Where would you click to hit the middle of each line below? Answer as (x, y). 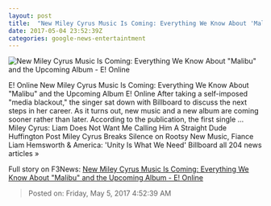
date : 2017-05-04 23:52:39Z (56, 31)
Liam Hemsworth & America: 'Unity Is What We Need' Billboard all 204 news (135, 145)
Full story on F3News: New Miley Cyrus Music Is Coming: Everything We (129, 169)
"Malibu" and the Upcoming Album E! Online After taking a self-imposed (128, 94)
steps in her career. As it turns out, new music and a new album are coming (133, 111)
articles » (24, 154)
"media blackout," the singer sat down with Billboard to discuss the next (128, 102)
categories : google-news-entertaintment (77, 38)
